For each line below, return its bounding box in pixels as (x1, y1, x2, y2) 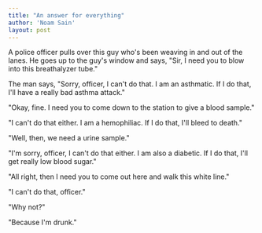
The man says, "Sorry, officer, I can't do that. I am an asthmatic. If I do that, (8, 79, 252, 89)
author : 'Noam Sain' (8, 19, 76, 27)
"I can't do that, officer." (8, 187, 86, 197)
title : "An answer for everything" (8, 11, 125, 20)
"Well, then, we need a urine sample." (8, 133, 130, 143)
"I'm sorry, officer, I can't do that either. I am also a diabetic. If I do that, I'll (8, 148, 249, 158)
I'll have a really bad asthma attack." (8, 88, 126, 97)
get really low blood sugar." (8, 157, 97, 166)
